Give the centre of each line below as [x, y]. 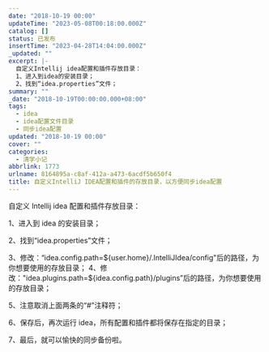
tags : [17, 106]
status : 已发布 [32, 39]
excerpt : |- [28, 62]
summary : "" [28, 91]
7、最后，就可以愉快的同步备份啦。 [67, 339]
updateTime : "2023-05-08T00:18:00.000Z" [78, 24]
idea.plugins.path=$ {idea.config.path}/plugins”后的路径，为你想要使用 [143, 277]
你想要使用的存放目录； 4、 [54, 268]
